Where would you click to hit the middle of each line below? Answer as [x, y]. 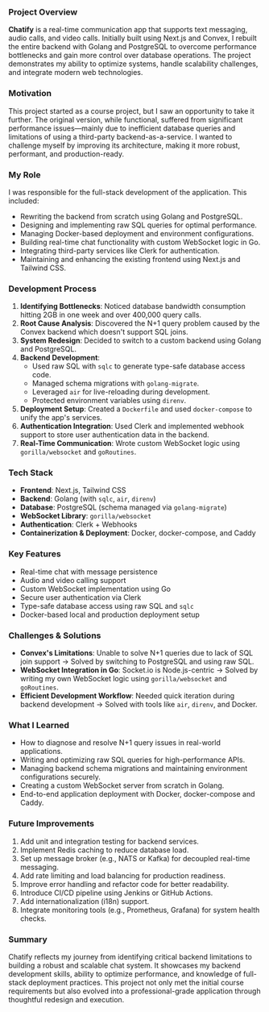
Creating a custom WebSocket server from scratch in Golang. [122, 785]
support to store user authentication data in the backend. [114, 435]
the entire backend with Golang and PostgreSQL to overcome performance [132, 47]
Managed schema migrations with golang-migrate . [116, 383]
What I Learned [39, 725]
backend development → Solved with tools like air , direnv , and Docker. [139, 705]
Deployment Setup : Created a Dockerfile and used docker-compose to [136, 409]
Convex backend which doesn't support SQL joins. [104, 332]
